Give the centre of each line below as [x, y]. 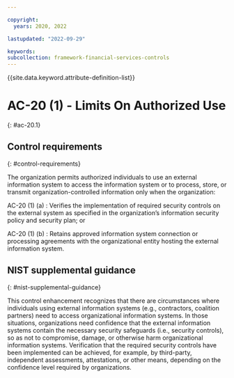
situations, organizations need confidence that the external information [109, 323]
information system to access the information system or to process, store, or [117, 184]
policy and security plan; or [46, 220]
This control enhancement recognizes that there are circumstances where [114, 301]
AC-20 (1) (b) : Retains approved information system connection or [103, 233]
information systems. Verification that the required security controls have [112, 345]
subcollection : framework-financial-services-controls [88, 58]
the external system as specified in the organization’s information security [113, 212]
